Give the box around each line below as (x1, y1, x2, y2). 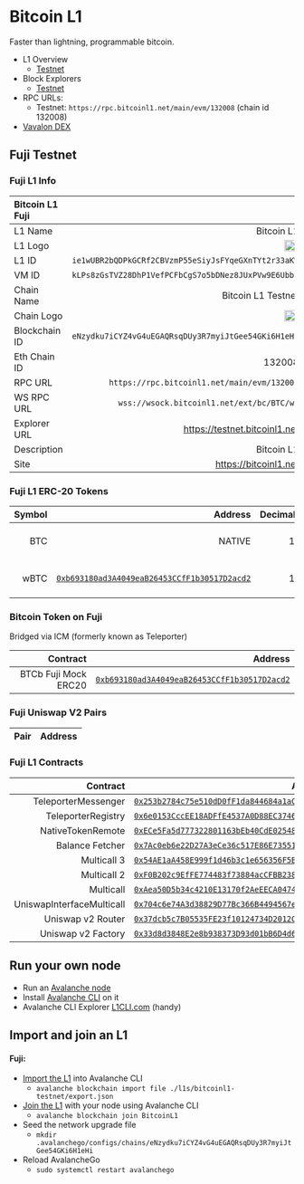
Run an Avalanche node (22, 982, 111, 993)
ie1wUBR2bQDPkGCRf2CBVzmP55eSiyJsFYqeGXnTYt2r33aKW (71, 255, 299, 265)
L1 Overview (22, 53, 69, 64)
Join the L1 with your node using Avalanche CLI (22, 1100, 199, 1111)
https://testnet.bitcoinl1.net (183, 423, 299, 435)
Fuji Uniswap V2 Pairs (9, 706, 107, 719)
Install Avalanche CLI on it (22, 991, 119, 1002)
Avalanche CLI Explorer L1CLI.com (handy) (22, 1001, 182, 1012)
